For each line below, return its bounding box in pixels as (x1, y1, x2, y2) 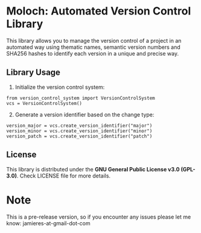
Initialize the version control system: (14, 83, 105, 91)
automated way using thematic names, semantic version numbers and (6, 43, 181, 51)
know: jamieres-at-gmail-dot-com (6, 219, 91, 227)
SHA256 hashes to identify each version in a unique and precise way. (6, 49, 179, 57)
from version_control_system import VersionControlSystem (6, 95, 155, 101)
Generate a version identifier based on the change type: (14, 110, 155, 118)
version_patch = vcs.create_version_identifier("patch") (6, 133, 153, 139)
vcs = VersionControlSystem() (6, 100, 83, 106)
